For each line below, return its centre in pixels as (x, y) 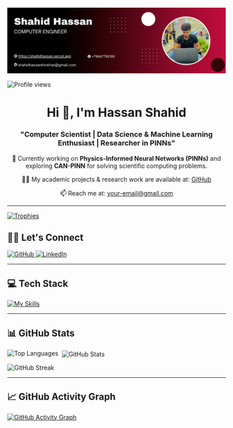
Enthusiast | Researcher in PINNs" (116, 143)
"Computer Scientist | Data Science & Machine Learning (116, 134)
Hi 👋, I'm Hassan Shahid (116, 113)
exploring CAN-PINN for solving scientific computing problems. (116, 166)
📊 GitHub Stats (41, 333)
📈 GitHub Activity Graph (61, 397)
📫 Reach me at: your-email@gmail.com (116, 193)
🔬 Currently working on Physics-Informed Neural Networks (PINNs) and (116, 158)
